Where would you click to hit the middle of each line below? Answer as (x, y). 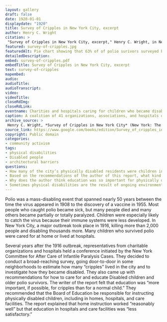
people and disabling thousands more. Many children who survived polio (80, 231)
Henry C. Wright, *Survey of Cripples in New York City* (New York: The (84, 125)
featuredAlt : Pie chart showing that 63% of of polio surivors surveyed (82, 51)
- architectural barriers (32, 162)
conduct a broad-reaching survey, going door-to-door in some (69, 261)
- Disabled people (24, 157)
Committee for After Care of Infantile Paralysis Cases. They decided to (77, 256)
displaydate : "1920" (27, 24)
